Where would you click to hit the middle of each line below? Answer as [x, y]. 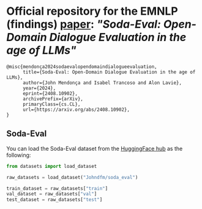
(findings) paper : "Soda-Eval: [84, 24]
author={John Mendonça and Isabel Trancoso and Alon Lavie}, [102, 83]
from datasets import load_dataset [52, 166]
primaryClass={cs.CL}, [51, 104]
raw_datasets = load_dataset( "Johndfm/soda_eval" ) [72, 177]
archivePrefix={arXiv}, [53, 99]
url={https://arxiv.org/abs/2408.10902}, [76, 109]
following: [19, 155]
